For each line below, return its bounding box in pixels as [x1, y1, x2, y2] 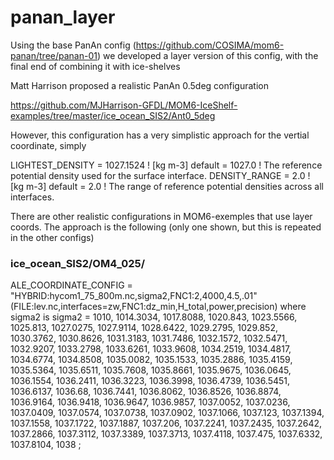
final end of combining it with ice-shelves [10, 60, 181, 72]
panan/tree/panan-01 [10, 49, 98, 61]
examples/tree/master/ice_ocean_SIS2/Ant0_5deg [10, 109, 216, 121]
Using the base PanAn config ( [10, 39, 137, 51]
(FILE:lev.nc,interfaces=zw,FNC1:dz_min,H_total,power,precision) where [10, 301, 307, 313]
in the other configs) [10, 231, 95, 243]
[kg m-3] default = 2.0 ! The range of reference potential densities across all [10, 180, 324, 192]
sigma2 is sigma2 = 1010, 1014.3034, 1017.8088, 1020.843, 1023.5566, [10, 311, 298, 323]
